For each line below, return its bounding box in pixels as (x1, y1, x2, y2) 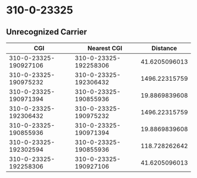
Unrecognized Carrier (6, 27, 87, 37)
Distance (151, 44, 178, 52)
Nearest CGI (87, 44, 123, 52)
